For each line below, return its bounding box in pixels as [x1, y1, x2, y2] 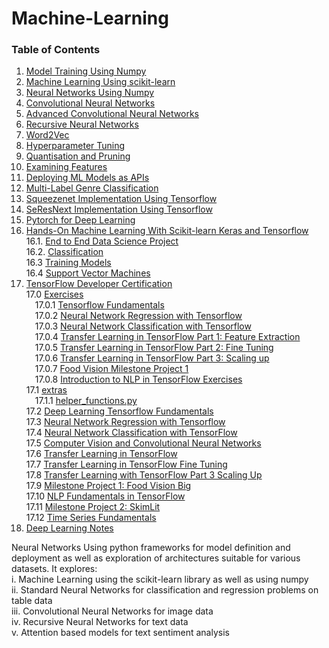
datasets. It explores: [11, 563, 98, 575]
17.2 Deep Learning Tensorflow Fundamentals [25, 405, 214, 417]
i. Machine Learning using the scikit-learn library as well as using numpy [11, 573, 309, 586]
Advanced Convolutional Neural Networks [25, 108, 199, 120]
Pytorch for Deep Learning [25, 214, 136, 226]
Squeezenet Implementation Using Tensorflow [25, 193, 218, 205]
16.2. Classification [25, 246, 104, 258]
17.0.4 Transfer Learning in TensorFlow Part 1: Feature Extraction [34, 331, 301, 343]
